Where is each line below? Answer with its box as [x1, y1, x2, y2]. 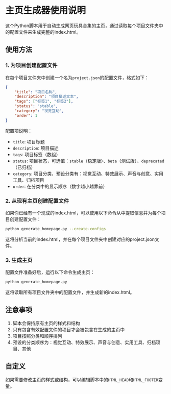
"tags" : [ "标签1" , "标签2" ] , [14, 99, 74, 104]
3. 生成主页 [5, 256, 33, 263]
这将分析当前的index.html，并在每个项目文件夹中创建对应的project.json [5, 236, 155, 242]
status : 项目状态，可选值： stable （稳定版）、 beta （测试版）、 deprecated [12, 158, 164, 164]
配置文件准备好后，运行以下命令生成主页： [5, 269, 95, 276]
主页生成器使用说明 [5, 5, 86, 16]
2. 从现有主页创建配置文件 [5, 197, 69, 204]
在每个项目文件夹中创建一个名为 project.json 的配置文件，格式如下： [5, 75, 149, 81]
